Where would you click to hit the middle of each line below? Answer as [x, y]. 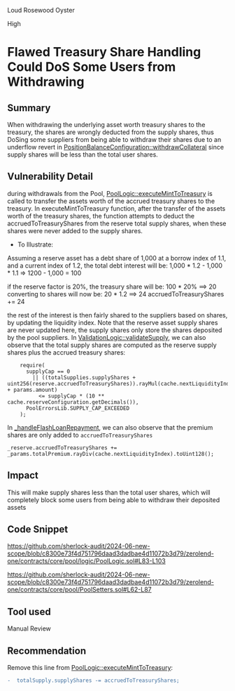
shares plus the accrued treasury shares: [66, 352]
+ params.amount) [33, 390]
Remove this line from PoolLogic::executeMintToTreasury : [90, 668]
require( [33, 365]
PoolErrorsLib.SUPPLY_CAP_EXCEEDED [78, 408]
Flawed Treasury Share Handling [104, 52]
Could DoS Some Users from [92, 67]
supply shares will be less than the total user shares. [83, 154]
